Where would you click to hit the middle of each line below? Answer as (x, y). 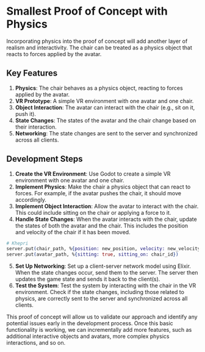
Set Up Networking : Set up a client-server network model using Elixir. (103, 266)
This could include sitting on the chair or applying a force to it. (93, 212)
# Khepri (17, 243)
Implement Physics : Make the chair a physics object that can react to (103, 187)
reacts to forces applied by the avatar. (54, 54)
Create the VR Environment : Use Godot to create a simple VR (93, 174)
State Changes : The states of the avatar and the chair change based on (106, 120)
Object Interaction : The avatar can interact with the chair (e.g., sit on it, (105, 107)
